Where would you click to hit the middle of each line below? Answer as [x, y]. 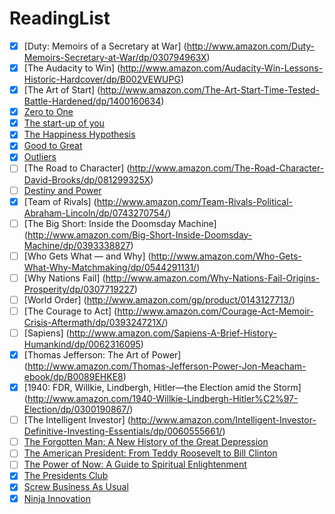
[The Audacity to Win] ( [72, 68]
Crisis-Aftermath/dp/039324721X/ [94, 322]
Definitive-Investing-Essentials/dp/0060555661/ [123, 431]
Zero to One [48, 112]
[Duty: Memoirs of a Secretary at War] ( [105, 46]
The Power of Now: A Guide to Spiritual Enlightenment [135, 464]
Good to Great [53, 146]
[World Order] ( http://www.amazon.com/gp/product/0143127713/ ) [159, 299]
